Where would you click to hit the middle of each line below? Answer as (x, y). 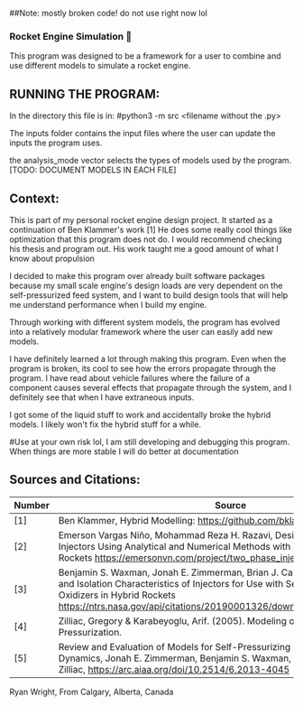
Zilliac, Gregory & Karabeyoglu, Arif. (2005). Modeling (172, 620)
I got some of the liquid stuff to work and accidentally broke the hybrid (140, 414)
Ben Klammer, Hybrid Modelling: (127, 520)
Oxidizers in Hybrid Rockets (117, 595)
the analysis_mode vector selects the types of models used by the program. (151, 161)
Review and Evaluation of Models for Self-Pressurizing (174, 646)
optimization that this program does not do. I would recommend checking (146, 239)
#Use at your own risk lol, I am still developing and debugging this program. (150, 441)
